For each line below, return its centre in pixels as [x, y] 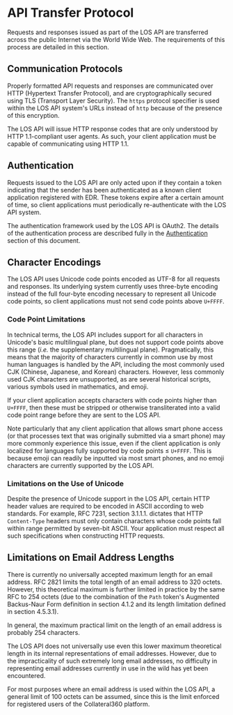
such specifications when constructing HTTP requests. [86, 536]
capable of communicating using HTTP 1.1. [68, 144]
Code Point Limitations [46, 319]
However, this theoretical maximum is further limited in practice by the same [116, 589]
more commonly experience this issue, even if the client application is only [114, 443]
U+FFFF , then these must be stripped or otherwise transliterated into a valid [114, 407]
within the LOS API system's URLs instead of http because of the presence [115, 108]
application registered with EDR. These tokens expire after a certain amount [115, 197]
